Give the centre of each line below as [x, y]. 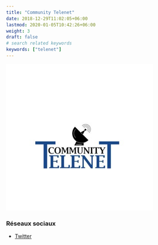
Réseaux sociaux [31, 223]
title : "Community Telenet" [41, 12]
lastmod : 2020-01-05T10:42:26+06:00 [51, 25]
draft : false [22, 37]
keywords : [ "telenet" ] [34, 50]
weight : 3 [18, 31]
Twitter [23, 236]
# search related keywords [39, 43]
